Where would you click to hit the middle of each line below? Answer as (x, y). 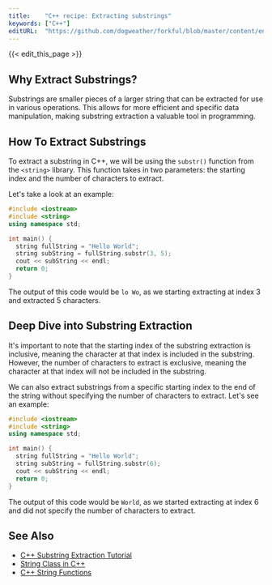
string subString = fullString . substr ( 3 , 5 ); (94, 254)
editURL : (23, 31)
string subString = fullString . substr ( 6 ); (88, 464)
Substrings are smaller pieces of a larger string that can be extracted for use (136, 99)
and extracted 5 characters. (55, 300)
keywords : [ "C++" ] (39, 23)
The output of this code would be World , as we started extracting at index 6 (134, 502)
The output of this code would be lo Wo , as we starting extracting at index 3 (134, 292)
